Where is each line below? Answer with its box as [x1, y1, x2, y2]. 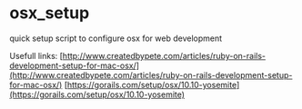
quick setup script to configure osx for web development [9, 33, 223, 44]
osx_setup [9, 3, 90, 24]
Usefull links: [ [9, 50, 64, 61]
